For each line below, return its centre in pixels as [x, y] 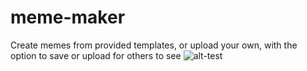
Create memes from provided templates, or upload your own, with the [154, 45]
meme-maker [68, 17]
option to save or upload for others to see [96, 55]
